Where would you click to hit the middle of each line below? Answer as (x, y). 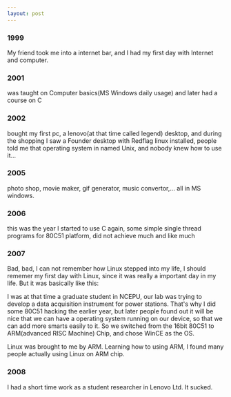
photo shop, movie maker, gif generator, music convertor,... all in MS (104, 188)
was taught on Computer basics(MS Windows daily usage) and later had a (112, 93)
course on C (25, 100)
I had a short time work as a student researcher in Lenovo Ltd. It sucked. (110, 387)
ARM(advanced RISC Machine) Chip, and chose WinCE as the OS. (101, 333)
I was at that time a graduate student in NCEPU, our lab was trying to (104, 297)
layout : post (26, 13)
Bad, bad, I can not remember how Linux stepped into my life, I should (107, 269)
